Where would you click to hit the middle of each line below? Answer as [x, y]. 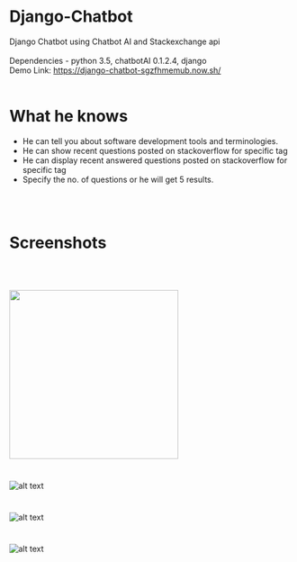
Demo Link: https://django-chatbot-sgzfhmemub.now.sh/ [115, 70]
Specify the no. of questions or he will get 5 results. [118, 179]
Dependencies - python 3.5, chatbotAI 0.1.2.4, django [108, 60]
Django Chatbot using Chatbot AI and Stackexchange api [115, 41]
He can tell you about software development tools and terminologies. [150, 140]
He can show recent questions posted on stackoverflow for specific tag [155, 150]
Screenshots [58, 243]
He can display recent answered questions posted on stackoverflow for [155, 160]
